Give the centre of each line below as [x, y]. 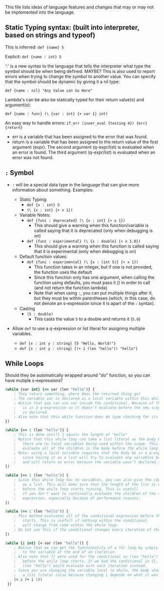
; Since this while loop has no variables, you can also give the [83, 480]
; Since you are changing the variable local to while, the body [82, 570]
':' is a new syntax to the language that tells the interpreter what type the [78, 66]
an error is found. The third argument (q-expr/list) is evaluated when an [84, 152]
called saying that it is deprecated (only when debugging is [93, 230]
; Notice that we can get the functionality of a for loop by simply [86, 547]
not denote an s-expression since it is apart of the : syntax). [94, 303]
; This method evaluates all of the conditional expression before [84, 516]
